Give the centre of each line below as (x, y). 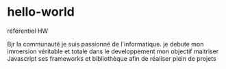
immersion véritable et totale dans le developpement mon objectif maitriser (113, 51)
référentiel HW (28, 31)
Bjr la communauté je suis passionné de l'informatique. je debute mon (105, 44)
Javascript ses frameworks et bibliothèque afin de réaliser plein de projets (112, 58)
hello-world (41, 12)
